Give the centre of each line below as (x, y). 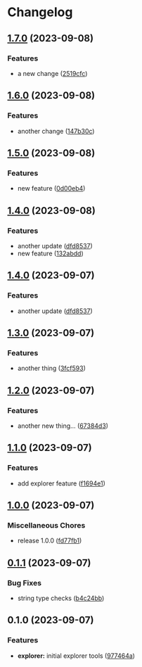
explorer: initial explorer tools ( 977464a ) (76, 656)
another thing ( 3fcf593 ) (52, 368)
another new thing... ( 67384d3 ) (63, 426)
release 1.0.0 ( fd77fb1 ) (50, 541)
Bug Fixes (25, 583)
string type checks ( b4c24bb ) (61, 598)
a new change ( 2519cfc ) (52, 73)
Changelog (40, 12)
